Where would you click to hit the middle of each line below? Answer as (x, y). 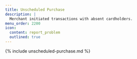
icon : (11, 28)
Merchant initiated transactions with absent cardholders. (71, 19)
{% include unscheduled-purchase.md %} (48, 51)
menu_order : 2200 (23, 23)
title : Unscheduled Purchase (35, 10)
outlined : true (25, 37)
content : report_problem (35, 32)
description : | (21, 14)
